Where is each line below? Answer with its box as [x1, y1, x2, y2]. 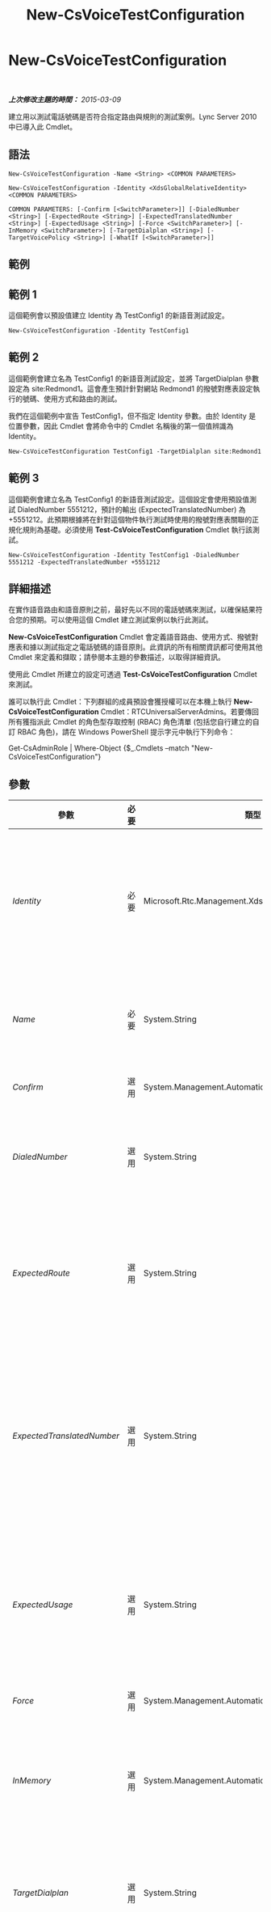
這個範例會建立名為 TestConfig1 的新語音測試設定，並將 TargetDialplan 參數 [8, 374, 260, 383]
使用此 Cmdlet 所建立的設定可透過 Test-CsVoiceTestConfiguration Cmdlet [8, 670, 258, 679]
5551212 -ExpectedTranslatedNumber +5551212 [8, 558, 161, 566]
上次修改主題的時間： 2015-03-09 [8, 95, 122, 104]
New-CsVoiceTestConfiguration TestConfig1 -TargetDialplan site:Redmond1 [8, 447, 262, 455]
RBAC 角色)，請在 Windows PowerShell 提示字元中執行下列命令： [17, 727, 236, 737]
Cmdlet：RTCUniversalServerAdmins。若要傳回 [100, 707, 260, 717]
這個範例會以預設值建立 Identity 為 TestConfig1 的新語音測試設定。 [8, 310, 230, 320]
